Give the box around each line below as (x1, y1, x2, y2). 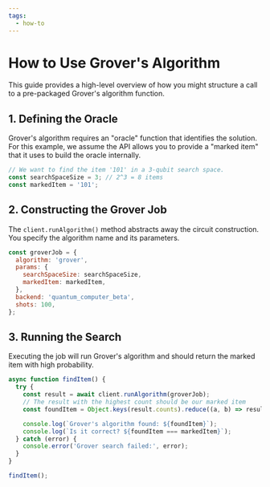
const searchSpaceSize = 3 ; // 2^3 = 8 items (8, 173, 163, 181)
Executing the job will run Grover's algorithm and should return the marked (8, 351, 256, 361)
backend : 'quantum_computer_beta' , (15, 293, 135, 301)
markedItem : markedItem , (22, 278, 106, 286)
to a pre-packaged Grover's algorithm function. (8, 89, 165, 99)
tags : (8, 11, 27, 20)
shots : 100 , (15, 300, 56, 309)
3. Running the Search (8, 330, 122, 343)
